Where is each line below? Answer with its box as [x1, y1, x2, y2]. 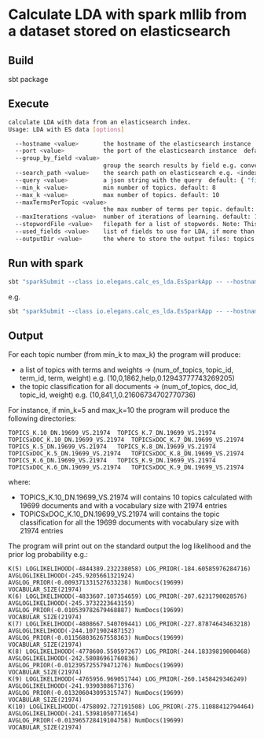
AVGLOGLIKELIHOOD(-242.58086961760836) [8, 655, 139, 663]
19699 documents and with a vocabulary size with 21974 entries [19, 501, 228, 511]
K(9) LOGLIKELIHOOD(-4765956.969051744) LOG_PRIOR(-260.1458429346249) [8, 675, 247, 683]
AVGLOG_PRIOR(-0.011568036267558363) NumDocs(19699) [8, 634, 185, 642]
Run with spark [8, 257, 84, 270]
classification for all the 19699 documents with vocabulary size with [19, 518, 240, 527]
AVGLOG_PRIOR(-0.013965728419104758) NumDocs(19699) [8, 717, 185, 725]
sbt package [8, 75, 49, 84]
